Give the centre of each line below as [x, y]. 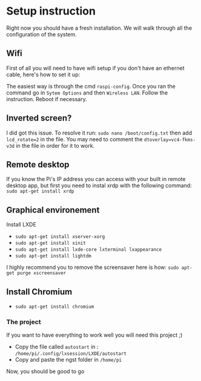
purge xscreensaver [42, 273]
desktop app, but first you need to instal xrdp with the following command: [99, 185]
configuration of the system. [41, 34]
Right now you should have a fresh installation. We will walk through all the [99, 28]
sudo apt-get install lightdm [53, 256]
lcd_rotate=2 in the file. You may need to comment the [75, 139]
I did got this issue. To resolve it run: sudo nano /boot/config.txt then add [99, 133]
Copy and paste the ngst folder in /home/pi [68, 360]
